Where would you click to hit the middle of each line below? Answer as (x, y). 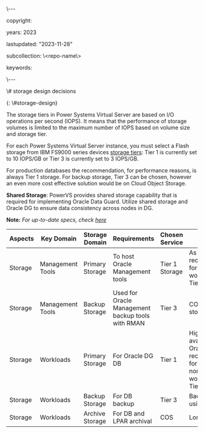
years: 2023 (21, 32)
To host (124, 256)
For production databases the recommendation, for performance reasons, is (101, 170)
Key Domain (59, 238)
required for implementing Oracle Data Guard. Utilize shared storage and (97, 202)
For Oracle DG (133, 356)
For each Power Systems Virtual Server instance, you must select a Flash (98, 146)
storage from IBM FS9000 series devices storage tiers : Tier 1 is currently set (102, 152)
